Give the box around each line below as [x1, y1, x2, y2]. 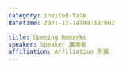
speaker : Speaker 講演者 [8, 40, 87, 48]
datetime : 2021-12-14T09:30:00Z [8, 19, 115, 27]
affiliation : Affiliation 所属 [8, 48, 110, 56]
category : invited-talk [8, 11, 87, 20]
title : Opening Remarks [8, 33, 87, 41]
